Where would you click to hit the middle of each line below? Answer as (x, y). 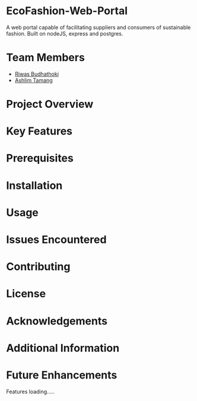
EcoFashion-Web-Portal (67, 11)
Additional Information (63, 348)
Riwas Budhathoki (37, 74)
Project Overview (50, 104)
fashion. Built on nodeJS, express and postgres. (65, 33)
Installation (34, 185)
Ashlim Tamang (34, 80)
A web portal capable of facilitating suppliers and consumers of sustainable (99, 27)
